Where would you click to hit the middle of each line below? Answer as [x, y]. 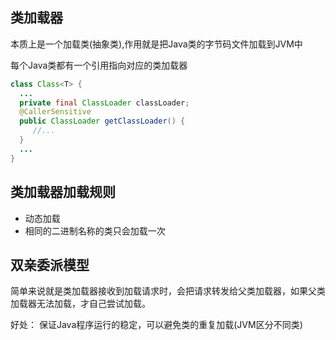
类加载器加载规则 [63, 192]
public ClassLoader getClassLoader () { [102, 121]
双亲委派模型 [50, 264]
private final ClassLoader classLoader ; [104, 103]
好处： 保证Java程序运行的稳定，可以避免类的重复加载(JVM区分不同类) [156, 325]
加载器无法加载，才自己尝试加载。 [80, 304]
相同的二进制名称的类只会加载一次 [95, 230]
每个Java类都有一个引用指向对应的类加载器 [99, 65]
